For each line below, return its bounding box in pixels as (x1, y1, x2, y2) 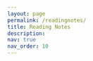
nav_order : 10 (7, 43, 49, 50)
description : (7, 29, 46, 37)
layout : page (7, 10, 46, 18)
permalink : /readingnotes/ (7, 17, 87, 24)
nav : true (7, 36, 37, 43)
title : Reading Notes (7, 23, 71, 30)
